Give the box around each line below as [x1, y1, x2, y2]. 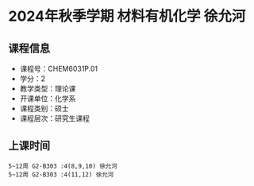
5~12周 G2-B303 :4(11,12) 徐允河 [8, 170, 114, 179]
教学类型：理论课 [19, 84, 76, 93]
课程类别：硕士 [19, 104, 69, 113]
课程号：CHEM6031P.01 [19, 64, 98, 73]
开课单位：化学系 [19, 94, 76, 103]
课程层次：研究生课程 [19, 114, 90, 123]
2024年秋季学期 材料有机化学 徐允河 [8, 7, 246, 25]
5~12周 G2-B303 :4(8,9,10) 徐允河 [8, 162, 117, 170]
